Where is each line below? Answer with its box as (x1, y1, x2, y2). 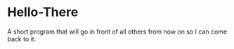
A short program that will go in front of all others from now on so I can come (7, 27, 228, 36)
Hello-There (7, 4, 79, 20)
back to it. (7, 34, 37, 43)
